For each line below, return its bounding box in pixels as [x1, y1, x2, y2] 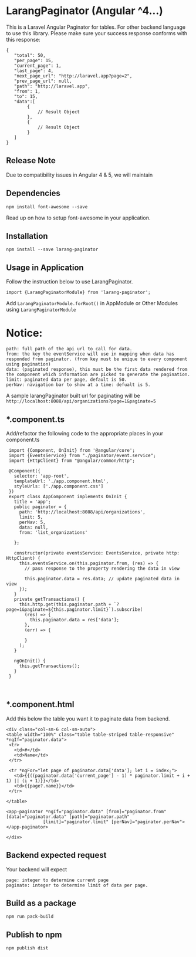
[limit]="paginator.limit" [43, 819, 109, 825]
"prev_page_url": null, [13, 78, 72, 84]
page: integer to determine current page [6, 877, 109, 883]
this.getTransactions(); [19, 663, 80, 669]
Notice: [6, 327, 43, 340]
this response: [6, 36, 40, 43]
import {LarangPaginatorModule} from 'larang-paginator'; [6, 289, 151, 296]
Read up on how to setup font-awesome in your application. [6, 214, 151, 221]
